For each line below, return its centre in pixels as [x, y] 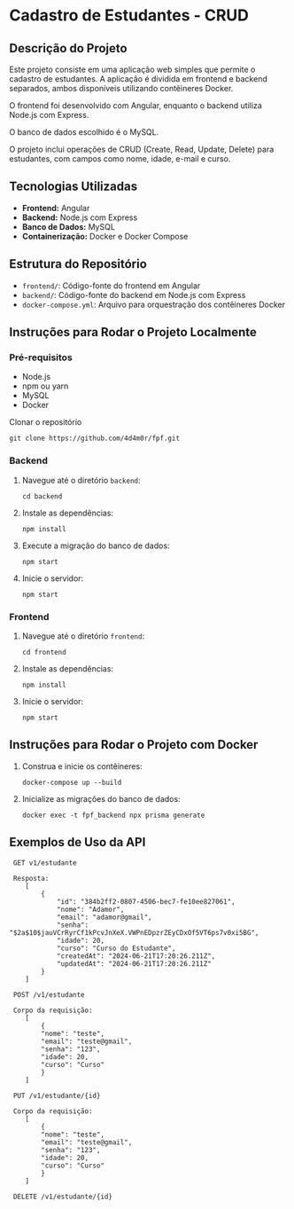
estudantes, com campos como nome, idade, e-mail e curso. [120, 159]
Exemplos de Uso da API [77, 842]
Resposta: [31, 878]
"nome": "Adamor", [90, 909]
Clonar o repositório [46, 422]
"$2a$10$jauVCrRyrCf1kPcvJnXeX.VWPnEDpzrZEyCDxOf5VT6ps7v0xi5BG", [134, 932]
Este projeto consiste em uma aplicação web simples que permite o [132, 69]
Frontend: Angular [56, 208]
